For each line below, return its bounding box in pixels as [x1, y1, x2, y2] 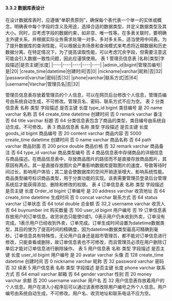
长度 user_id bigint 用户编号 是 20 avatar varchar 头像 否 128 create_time [11, 252, 164, 258]
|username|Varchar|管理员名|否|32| [5, 81, 80, 87]
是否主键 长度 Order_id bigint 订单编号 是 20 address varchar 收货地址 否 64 [5, 188, 165, 194]
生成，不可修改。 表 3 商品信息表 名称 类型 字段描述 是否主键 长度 [9, 124, 148, 130]
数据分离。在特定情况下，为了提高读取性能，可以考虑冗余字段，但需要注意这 [5, 49, 167, 55]
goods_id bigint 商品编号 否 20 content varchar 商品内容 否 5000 [5, 131, 142, 137]
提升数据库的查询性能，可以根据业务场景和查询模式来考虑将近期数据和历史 [9, 42, 167, 49]
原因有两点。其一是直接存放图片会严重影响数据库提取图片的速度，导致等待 [5, 162, 162, 168]
